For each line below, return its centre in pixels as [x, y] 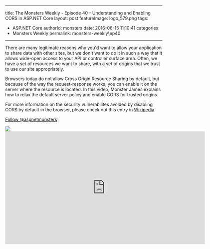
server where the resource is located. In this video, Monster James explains [83, 89]
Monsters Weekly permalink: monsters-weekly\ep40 [66, 33]
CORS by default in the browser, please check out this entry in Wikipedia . [80, 110]
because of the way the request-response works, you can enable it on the [81, 84]
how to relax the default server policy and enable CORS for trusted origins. [82, 95]
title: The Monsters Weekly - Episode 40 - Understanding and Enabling [78, 13]
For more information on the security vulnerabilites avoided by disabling [79, 104]
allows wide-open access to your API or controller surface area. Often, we [81, 58]
